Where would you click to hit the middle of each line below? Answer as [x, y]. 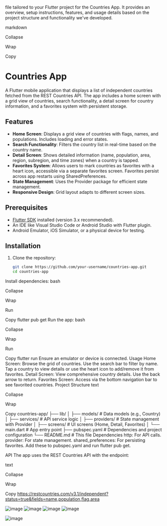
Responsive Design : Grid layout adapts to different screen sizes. [79, 192]
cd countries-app [30, 272]
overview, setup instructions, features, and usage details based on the [77, 12]
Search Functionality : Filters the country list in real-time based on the [84, 144]
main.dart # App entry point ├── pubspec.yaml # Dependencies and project [83, 430]
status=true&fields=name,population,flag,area [52, 499]
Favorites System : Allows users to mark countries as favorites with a [83, 165]
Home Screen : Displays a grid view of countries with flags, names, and [85, 133]
